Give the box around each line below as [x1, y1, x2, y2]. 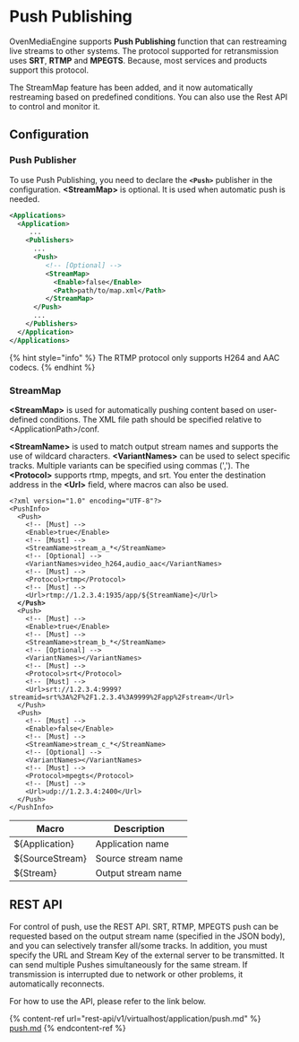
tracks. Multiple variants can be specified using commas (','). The [9, 460, 251, 470]
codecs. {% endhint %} [9, 362, 96, 372]
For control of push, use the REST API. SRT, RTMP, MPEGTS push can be [9, 921, 279, 932]
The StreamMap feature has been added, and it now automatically [9, 82, 253, 92]
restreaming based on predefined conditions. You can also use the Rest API [9, 92, 288, 102]
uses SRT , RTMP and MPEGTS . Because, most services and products [9, 55, 268, 66]
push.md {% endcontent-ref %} [9, 1022, 127, 1033]
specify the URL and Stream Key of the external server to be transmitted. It [9, 950, 285, 960]
